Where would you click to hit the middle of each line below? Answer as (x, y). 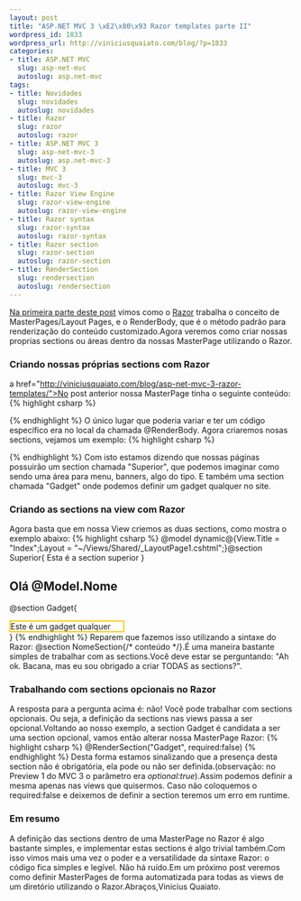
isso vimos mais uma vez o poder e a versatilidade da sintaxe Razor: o (140, 858)
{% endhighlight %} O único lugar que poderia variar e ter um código (137, 420)
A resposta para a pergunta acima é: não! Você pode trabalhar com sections (151, 709)
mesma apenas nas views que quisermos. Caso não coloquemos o (133, 785)
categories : (32, 51)
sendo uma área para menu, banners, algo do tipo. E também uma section (147, 476)
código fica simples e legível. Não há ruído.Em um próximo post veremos (145, 867)
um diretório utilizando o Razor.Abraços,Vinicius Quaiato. (115, 887)
